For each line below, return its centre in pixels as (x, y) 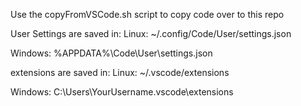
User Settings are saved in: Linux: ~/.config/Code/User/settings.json (151, 33)
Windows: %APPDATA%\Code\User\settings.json (111, 53)
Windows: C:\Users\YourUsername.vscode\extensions (122, 92)
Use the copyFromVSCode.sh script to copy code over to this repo (147, 14)
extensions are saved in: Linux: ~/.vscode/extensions (120, 72)
